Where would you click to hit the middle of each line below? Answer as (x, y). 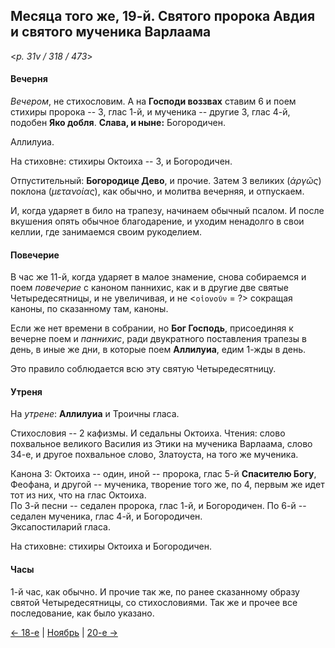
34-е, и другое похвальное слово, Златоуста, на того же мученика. (154, 455)
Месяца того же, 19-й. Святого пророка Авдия (163, 16)
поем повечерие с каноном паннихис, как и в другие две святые (149, 288)
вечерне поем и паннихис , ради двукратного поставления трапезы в (158, 339)
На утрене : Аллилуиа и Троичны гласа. (95, 414)
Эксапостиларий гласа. (60, 527)
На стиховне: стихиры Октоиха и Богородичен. (111, 546)
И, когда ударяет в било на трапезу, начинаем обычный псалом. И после (167, 211)
